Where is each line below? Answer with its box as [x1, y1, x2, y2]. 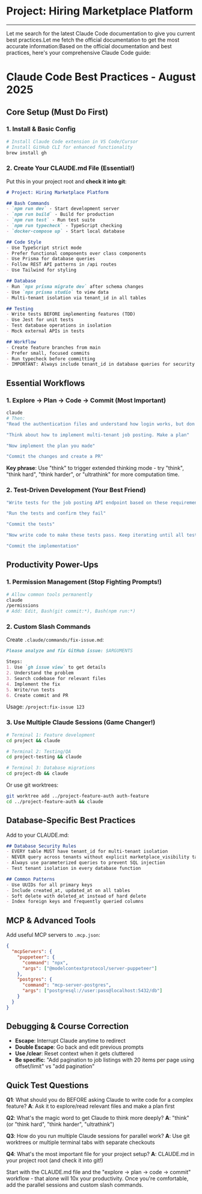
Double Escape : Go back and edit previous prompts [14, 1043, 144, 1051]
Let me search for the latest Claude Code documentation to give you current [6, 30, 195, 37]
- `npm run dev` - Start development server [6, 206, 120, 212]
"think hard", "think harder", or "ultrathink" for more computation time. [6, 471, 180, 478]
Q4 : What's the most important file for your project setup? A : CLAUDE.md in [6, 1151, 195, 1158]
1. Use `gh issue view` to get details [6, 664, 106, 670]
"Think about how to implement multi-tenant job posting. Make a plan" [6, 432, 189, 438]
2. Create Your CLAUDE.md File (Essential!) [6, 164, 135, 172]
